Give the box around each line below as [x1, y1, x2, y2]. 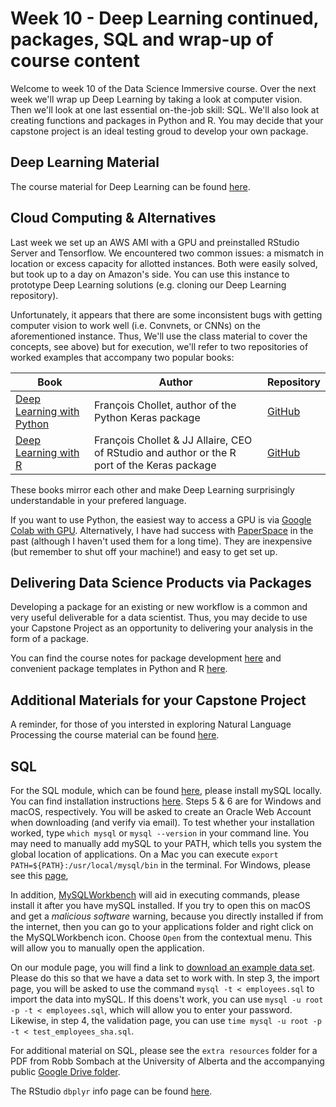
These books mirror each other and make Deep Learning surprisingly [10, 483, 295, 496]
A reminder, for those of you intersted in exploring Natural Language [10, 718, 292, 731]
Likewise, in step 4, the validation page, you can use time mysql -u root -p [10, 1015, 322, 1026]
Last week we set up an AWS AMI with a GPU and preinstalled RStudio [10, 236, 300, 248]
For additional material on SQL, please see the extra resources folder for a [10, 1045, 318, 1056]
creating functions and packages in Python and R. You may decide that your [10, 114, 324, 126]
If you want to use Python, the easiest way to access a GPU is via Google [10, 513, 312, 526]
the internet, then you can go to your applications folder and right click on [10, 921, 314, 932]
